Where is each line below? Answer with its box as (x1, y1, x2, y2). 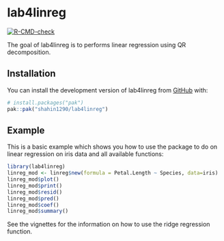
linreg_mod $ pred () (7, 195, 59, 202)
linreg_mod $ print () (7, 182, 63, 189)
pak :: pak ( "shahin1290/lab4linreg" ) (7, 105, 109, 112)
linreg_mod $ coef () (7, 201, 59, 208)
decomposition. (7, 48, 51, 56)
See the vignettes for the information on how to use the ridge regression (7, 220, 210, 229)
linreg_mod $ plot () (7, 176, 59, 183)
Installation (7, 68, 56, 79)
